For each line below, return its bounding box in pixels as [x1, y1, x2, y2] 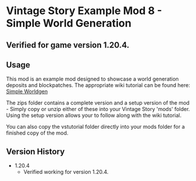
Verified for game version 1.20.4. [6, 40, 129, 50]
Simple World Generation [6, 16, 132, 30]
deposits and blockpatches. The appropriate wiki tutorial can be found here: [6, 82, 190, 89]
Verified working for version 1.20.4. [23, 169, 109, 176]
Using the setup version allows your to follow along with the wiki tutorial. [6, 112, 182, 119]
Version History [6, 146, 65, 156]
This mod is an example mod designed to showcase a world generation [6, 75, 179, 83]
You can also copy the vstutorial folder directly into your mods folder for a [6, 123, 185, 130]
